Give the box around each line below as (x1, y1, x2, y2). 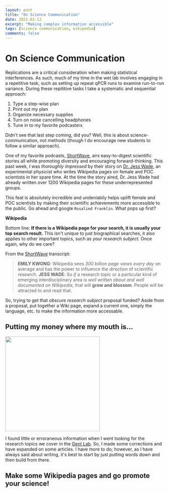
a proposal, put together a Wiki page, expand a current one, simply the (5, 302, 152, 308)
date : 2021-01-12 (5, 17, 42, 22)
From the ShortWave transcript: (5, 251, 71, 257)
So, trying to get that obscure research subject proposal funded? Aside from (5, 297, 164, 303)
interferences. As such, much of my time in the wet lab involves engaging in (5, 74, 163, 81)
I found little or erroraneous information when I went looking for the (5, 435, 145, 441)
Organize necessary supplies (12, 111, 73, 117)
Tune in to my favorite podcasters (12, 122, 83, 128)
